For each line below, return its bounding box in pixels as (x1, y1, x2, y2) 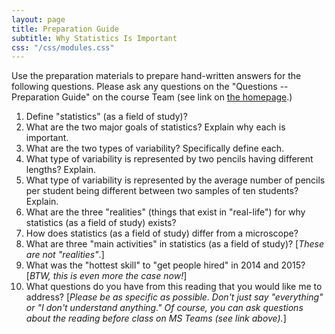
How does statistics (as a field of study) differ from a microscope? (25, 227, 299, 240)
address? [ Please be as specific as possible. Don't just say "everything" (25, 291, 324, 303)
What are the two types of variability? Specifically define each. (25, 142, 285, 155)
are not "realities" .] (25, 249, 105, 261)
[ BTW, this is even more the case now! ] (25, 270, 188, 282)
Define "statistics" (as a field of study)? (25, 111, 188, 123)
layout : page (11, 14, 66, 25)
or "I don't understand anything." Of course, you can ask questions (25, 302, 304, 314)
